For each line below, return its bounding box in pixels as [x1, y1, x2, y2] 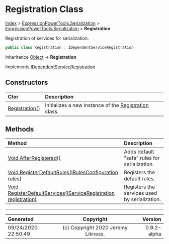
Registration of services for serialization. [5, 35, 89, 41]
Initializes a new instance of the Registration [45, 101, 149, 108]
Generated [8, 216, 34, 223]
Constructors [5, 78, 48, 87]
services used [124, 190, 157, 197]
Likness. [85, 230, 105, 237]
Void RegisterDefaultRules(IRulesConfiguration [8, 169, 118, 176]
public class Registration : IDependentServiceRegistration [5, 45, 134, 50]
